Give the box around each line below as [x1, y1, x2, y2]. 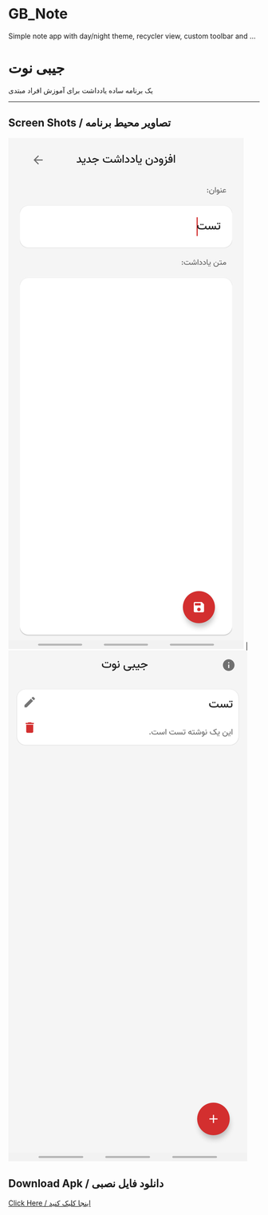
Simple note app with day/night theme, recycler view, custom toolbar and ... [8, 31, 256, 41]
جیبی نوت [8, 59, 65, 77]
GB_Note [8, 5, 68, 23]
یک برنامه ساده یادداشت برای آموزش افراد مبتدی [8, 85, 153, 95]
